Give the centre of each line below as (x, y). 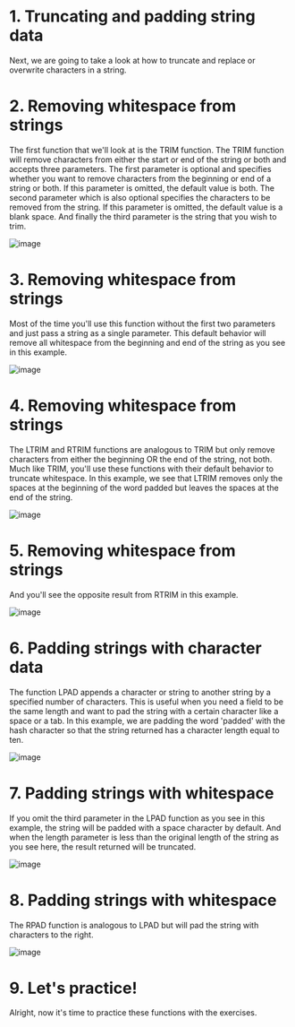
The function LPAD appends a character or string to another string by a (140, 692)
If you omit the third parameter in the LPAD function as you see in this (137, 818)
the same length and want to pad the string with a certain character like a (144, 711)
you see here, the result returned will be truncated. (103, 846)
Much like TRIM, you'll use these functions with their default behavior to (142, 469)
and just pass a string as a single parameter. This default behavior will (138, 332)
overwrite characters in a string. (68, 70)
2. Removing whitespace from (123, 106)
